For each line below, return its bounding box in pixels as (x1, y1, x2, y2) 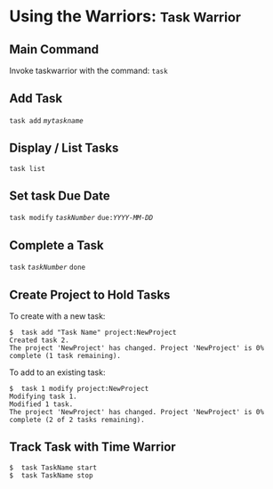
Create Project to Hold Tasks (9, 287, 171, 302)
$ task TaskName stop (9, 470, 93, 480)
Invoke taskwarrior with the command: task (9, 65, 168, 76)
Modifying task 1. (9, 392, 77, 402)
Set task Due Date (9, 189, 110, 204)
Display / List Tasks (9, 141, 119, 156)
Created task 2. (9, 336, 69, 345)
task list (9, 164, 46, 173)
